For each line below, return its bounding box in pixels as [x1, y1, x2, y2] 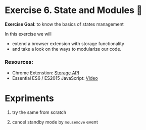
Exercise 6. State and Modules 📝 [5, 5, 142, 16]
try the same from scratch [12, 109, 67, 115]
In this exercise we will [5, 31, 52, 37]
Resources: [5, 58, 33, 65]
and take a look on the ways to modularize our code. [12, 46, 122, 52]
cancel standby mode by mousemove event [12, 119, 98, 125]
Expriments [5, 93, 54, 104]
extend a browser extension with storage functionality [12, 40, 125, 47]
